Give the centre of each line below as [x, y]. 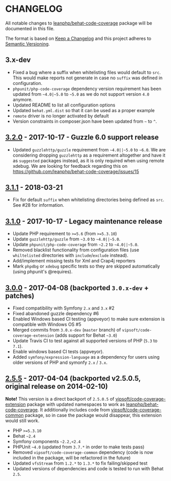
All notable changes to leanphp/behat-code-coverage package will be [79, 23]
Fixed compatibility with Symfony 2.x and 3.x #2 [63, 308]
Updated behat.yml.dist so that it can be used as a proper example [84, 110]
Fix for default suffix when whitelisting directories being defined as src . [88, 200]
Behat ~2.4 [24, 436]
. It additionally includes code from [74, 409]
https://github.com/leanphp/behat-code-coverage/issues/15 [76, 171]
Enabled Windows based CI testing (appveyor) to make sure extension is [89, 319]
